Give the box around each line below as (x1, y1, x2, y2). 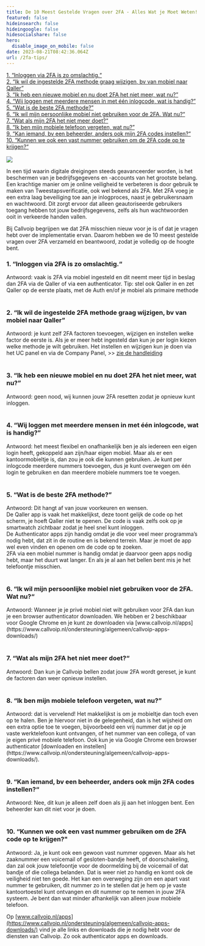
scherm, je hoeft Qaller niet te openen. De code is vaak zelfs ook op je (6, 517, 183, 525)
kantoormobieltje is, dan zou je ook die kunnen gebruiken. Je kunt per (6, 456, 182, 463)
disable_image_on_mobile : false (12, 43, 95, 50)
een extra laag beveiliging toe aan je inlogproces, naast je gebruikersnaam (6, 193, 193, 201)
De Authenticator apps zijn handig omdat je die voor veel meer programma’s (6, 530, 198, 538)
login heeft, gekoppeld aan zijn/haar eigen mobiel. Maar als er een (6, 449, 173, 456)
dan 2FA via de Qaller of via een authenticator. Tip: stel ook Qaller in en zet (6, 280, 194, 287)
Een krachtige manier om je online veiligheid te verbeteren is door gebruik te (6, 180, 198, 187)
